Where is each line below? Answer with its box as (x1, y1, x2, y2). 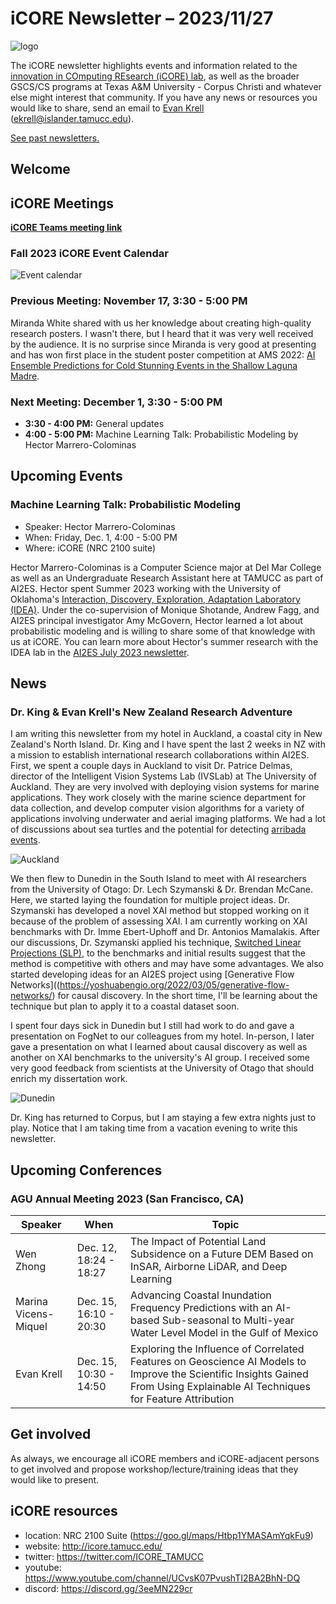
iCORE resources (10, 1503, 118, 1520)
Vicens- (15, 1307, 55, 1321)
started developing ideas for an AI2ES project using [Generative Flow (10, 968, 295, 981)
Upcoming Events (10, 468, 123, 485)
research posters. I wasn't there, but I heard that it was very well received (10, 327, 314, 339)
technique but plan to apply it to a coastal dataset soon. (10, 1000, 240, 1012)
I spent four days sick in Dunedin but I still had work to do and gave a (10, 1020, 295, 1032)
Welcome (10, 161, 71, 178)
